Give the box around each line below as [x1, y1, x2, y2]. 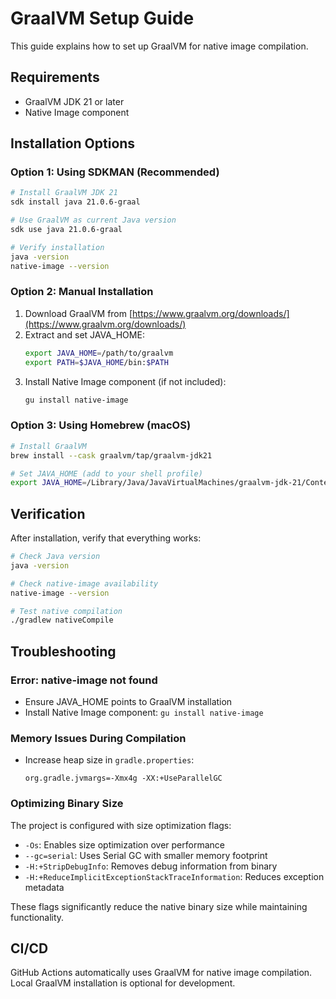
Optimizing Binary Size [10, 797, 124, 811]
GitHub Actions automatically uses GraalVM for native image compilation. [10, 967, 313, 979]
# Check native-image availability [10, 578, 159, 589]
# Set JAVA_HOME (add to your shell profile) [10, 468, 203, 479]
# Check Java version [10, 552, 101, 562]
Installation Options [10, 135, 136, 152]
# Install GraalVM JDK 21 [10, 188, 118, 198]
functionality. [10, 911, 65, 923]
